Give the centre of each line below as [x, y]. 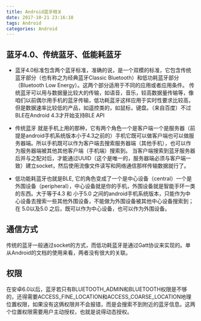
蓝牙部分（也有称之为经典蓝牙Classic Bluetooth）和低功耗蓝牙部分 [97, 78]
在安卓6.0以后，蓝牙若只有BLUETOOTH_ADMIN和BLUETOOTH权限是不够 [97, 289]
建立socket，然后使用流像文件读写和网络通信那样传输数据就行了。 [107, 166]
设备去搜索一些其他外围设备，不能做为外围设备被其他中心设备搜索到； [107, 201]
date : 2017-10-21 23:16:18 [40, 17]
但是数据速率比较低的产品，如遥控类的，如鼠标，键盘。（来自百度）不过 [103, 108]
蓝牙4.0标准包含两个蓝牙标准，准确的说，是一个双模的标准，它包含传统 [103, 70]
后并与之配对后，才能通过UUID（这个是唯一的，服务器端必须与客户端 [100, 158]
